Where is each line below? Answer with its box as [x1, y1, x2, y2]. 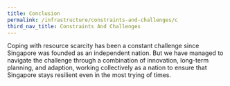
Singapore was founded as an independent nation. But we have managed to [7, 49, 224, 57]
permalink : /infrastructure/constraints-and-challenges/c [7, 17, 178, 23]
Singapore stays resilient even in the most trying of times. [7, 71, 172, 79]
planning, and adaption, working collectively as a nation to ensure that [7, 63, 207, 72]
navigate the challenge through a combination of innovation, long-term [7, 56, 209, 65]
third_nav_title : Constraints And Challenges [7, 23, 141, 30]
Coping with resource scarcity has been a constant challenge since [7, 42, 200, 50]
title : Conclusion [7, 10, 60, 17]
